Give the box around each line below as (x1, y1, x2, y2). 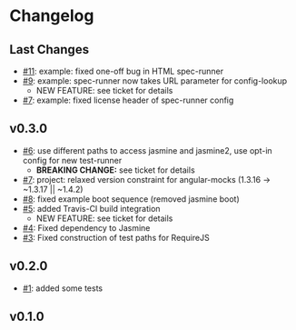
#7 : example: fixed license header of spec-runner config (22, 95, 234, 105)
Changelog (9, 5, 94, 26)
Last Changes (9, 42, 89, 57)
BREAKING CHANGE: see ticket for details (35, 165, 195, 175)
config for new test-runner (22, 155, 123, 165)
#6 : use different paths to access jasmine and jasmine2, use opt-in (22, 145, 272, 155)
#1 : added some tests (22, 283, 103, 294)
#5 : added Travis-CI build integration (22, 203, 161, 214)
